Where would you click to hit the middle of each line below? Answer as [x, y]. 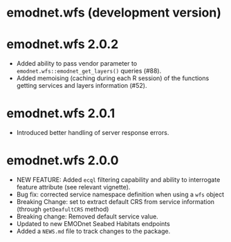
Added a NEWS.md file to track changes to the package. [93, 231]
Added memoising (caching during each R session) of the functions [113, 78]
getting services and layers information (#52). [82, 86]
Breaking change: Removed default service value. [87, 216]
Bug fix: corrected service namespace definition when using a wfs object [120, 194]
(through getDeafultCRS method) [63, 209]
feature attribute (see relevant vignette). [73, 187]
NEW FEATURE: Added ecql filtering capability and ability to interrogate [118, 180]
